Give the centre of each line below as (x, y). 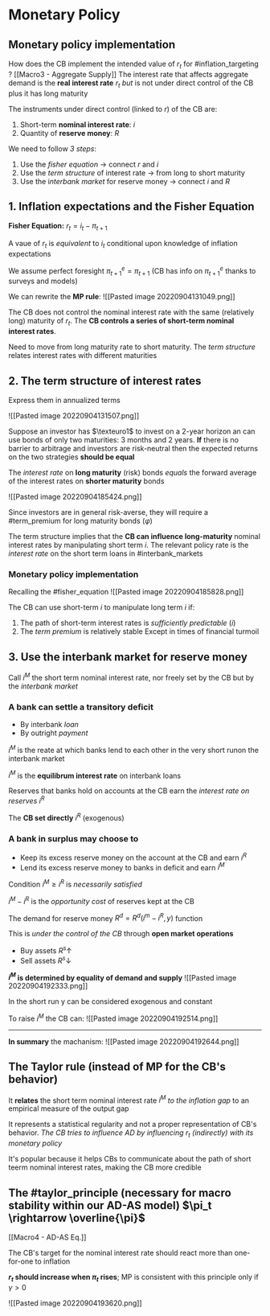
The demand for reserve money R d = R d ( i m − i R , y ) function (106, 917)
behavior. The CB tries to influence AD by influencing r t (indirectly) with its (131, 1134)
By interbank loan (49, 725)
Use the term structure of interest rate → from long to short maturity (132, 173)
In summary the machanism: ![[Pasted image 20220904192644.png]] (124, 1041)
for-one (21, 1261)
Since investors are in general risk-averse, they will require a (108, 512)
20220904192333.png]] (48, 986)
